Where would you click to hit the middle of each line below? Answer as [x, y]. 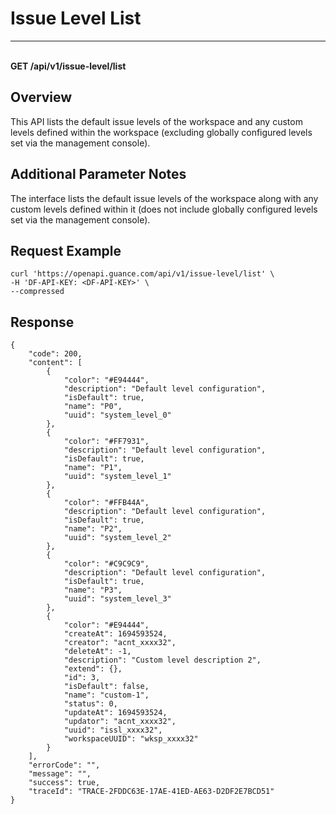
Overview [41, 97]
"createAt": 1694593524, [115, 634]
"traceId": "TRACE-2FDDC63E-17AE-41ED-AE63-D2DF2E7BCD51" [151, 792]
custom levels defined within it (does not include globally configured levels [164, 209]
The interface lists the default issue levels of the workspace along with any [164, 198]
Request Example [66, 250]
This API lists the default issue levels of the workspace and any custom [156, 121]
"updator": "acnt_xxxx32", [120, 722]
